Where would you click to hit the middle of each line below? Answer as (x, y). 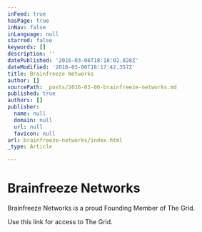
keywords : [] (27, 47)
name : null (30, 114)
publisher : (24, 107)
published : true (31, 94)
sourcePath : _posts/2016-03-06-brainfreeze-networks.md (92, 87)
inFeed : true (27, 14)
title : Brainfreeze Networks (51, 74)
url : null (28, 127)
